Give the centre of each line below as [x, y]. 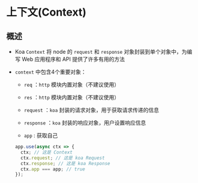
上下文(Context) [46, 12]
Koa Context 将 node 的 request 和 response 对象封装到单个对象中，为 [101, 52]
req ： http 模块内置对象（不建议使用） [72, 85]
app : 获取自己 [41, 135]
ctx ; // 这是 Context [47, 152]
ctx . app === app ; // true [53, 169]
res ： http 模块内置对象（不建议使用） [72, 97]
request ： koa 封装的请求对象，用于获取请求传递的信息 [91, 110]
